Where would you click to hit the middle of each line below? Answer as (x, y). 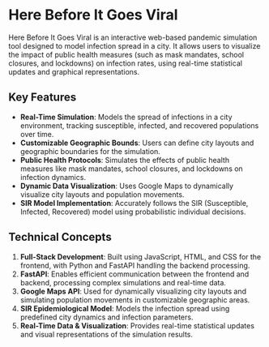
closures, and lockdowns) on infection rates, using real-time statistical (126, 63)
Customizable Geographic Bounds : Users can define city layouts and (137, 143)
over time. (37, 134)
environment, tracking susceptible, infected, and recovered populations (139, 125)
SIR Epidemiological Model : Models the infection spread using (125, 308)
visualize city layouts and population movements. (102, 194)
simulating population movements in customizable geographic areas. (135, 300)
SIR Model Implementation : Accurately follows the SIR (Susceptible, (134, 203)
